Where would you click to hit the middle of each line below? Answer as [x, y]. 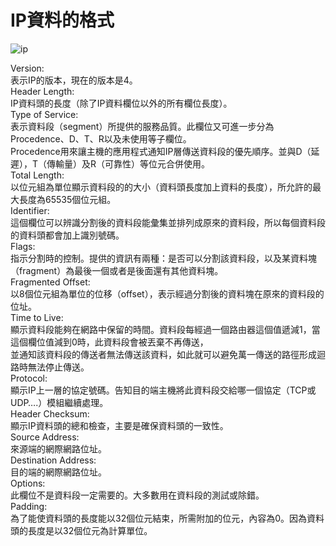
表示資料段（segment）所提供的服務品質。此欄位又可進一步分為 [142, 126]
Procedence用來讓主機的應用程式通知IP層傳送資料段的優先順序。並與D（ [161, 151]
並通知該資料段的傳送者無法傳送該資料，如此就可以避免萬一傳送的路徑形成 [163, 354]
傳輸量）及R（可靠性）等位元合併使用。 [128, 163]
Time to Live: [37, 317]
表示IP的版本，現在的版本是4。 [74, 80]
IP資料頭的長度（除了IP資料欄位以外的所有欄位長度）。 [121, 103]
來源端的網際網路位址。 [58, 448]
